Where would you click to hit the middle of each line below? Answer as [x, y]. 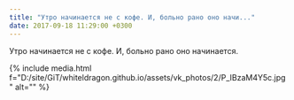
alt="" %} [32, 87]
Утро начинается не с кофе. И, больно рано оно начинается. [124, 50]
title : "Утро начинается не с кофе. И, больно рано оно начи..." [132, 17]
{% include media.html [50, 68]
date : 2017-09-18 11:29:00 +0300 [71, 26]
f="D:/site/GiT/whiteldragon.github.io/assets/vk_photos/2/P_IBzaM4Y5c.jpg [147, 77]
